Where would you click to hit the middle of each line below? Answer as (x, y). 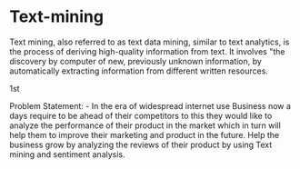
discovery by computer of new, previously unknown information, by (135, 61)
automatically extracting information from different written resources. (139, 71)
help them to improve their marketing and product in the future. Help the (145, 134)
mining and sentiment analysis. (67, 154)
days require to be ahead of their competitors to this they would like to (141, 115)
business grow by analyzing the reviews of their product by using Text (141, 144)
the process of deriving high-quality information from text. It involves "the (147, 51)
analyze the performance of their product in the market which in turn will (145, 125)
